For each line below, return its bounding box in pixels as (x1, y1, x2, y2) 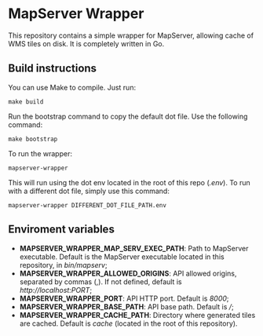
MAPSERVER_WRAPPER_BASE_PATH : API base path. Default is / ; (19, 301, 234, 311)
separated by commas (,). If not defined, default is (19, 276, 182, 287)
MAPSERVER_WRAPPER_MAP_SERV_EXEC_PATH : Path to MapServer (19, 243, 249, 253)
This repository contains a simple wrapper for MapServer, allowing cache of (8, 31, 254, 40)
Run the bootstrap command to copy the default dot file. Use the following (8, 111, 248, 121)
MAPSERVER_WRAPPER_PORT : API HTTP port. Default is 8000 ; (19, 294, 229, 303)
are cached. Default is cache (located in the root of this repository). (19, 319, 238, 328)
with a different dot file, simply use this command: (8, 186, 170, 195)
